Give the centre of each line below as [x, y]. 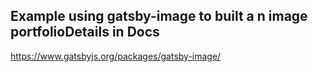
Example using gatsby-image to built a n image [159, 16]
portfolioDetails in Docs [85, 32]
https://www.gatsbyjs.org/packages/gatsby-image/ [116, 56]
